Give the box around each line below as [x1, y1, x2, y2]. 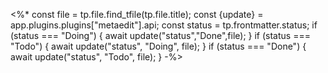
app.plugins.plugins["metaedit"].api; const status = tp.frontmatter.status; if [10, 19, 318, 31]
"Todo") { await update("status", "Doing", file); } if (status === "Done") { [10, 40, 307, 52]
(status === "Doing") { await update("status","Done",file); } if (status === [10, 30, 311, 41]
